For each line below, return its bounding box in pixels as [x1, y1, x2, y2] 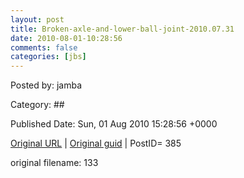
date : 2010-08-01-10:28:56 [10, 33, 123, 43]
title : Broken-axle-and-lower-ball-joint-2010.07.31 [10, 24, 235, 34]
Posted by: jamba [10, 79, 82, 91]
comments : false [10, 42, 78, 53]
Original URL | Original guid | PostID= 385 [10, 137, 182, 150]
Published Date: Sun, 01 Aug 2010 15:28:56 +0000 [10, 118, 218, 130]
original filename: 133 [10, 157, 99, 169]
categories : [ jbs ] [10, 52, 87, 62]
